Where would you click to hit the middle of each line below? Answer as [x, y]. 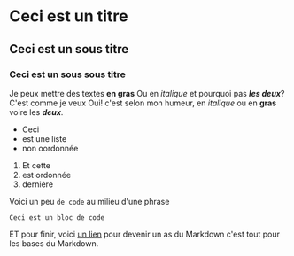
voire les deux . [36, 112]
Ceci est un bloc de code [57, 217]
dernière [38, 184]
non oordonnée [50, 148]
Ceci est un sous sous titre [68, 74]
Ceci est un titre [69, 16]
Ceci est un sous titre [69, 49]
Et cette [36, 165]
